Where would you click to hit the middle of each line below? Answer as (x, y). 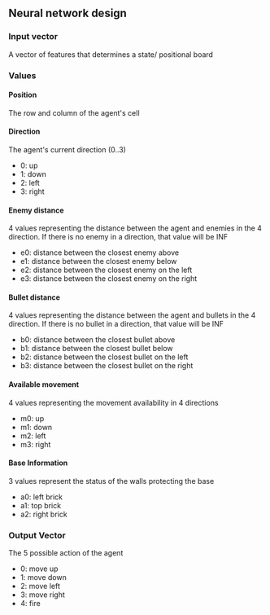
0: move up (39, 569)
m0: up (32, 418)
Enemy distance (36, 210)
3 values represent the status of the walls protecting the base (111, 481)
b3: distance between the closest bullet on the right (107, 366)
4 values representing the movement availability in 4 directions (113, 402)
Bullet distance (35, 297)
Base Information (38, 463)
